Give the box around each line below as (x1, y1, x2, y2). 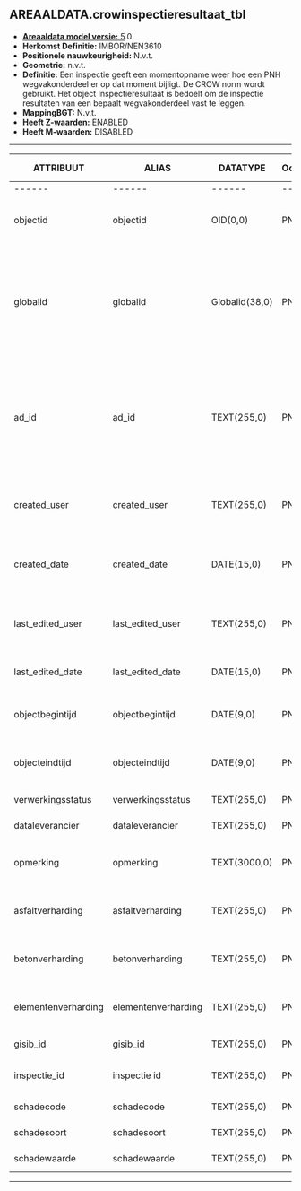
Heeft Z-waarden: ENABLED (21, 117, 128, 127)
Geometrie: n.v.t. (21, 59, 87, 70)
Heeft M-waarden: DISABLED (21, 126, 133, 137)
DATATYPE (218, 161, 266, 174)
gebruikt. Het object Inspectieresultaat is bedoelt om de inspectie (21, 88, 264, 99)
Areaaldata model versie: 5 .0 (21, 30, 133, 41)
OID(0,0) (211, 213, 249, 226)
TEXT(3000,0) (211, 856, 273, 868)
